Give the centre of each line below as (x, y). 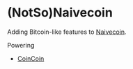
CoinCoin (31, 58)
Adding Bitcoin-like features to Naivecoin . (67, 32)
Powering (21, 45)
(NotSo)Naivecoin (60, 13)
